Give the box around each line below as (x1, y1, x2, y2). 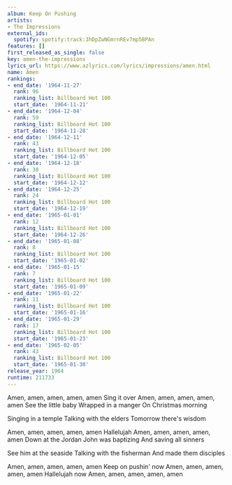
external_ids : (7, 29, 49, 37)
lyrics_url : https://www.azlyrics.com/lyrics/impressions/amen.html (7, 62, 211, 69)
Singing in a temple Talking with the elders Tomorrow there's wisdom (7, 414, 206, 423)
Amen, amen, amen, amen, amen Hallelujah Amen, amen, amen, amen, (7, 428, 211, 436)
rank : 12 (13, 218, 39, 225)
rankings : (7, 75, 36, 82)
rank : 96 (13, 88, 39, 95)
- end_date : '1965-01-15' (7, 263, 82, 270)
